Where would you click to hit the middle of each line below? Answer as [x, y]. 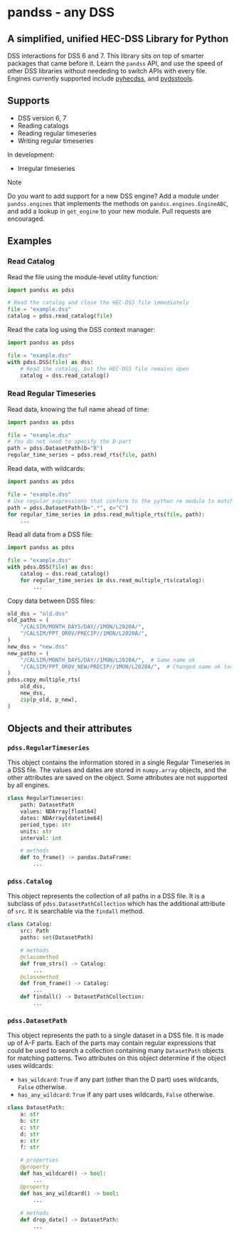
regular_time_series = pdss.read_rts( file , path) [83, 455]
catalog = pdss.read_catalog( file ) [60, 316]
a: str [30, 1115]
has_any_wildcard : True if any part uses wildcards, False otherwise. [116, 1095]
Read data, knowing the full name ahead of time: [78, 409]
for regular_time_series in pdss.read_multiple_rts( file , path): [106, 514]
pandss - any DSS [61, 12]
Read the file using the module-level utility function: [83, 277]
